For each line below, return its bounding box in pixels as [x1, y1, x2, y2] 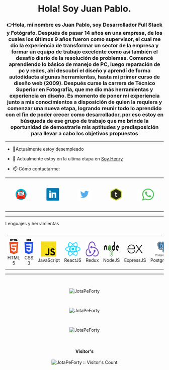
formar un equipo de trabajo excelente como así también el [11, 48, 158, 55]
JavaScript [37, 257, 60, 263]
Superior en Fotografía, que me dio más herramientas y [16, 86, 153, 93]
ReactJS [64, 257, 81, 263]
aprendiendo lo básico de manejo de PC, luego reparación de [9, 61, 160, 68]
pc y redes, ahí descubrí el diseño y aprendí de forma [18, 67, 151, 74]
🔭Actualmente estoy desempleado [12, 146, 84, 152]
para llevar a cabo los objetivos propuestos [31, 130, 138, 137]
